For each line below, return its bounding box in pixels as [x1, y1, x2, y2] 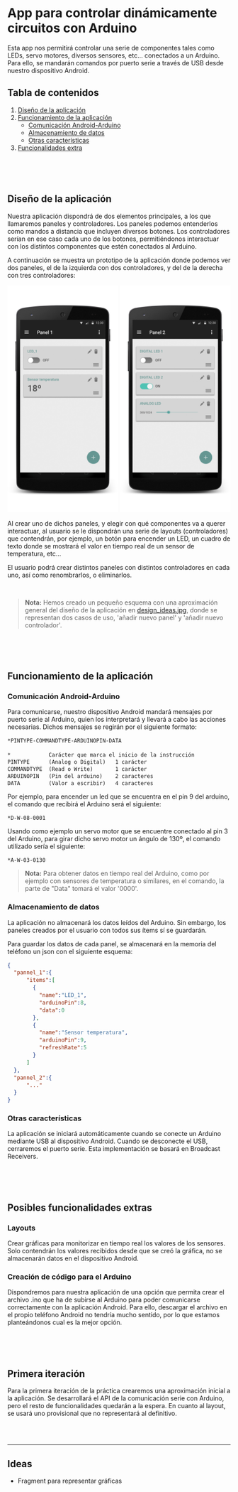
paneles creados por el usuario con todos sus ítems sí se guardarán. [7, 926, 208, 934]
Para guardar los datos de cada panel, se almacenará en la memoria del [7, 939, 217, 948]
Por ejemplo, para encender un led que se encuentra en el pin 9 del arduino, [7, 792, 230, 801]
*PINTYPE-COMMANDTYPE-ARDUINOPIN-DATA [7, 737, 122, 745]
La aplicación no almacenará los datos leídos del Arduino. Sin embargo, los [7, 918, 227, 926]
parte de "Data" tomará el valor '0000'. [24, 885, 139, 893]
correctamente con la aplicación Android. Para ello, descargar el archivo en [7, 1303, 228, 1312]
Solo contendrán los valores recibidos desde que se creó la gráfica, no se [7, 1247, 222, 1255]
